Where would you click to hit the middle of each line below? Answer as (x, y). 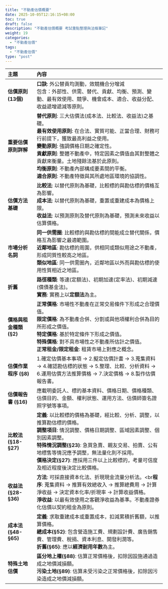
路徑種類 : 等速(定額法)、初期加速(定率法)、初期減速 (97, 280)
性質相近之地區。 (62, 270)
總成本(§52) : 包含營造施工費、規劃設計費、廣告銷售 (97, 532)
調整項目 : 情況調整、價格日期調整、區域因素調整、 (96, 430)
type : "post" (19, 56)
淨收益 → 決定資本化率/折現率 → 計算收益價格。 (93, 492)
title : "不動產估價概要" (28, 10)
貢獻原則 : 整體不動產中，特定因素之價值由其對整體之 (98, 154)
